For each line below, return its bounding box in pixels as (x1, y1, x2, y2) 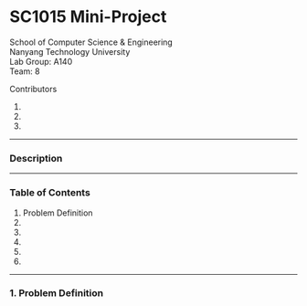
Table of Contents (9, 186, 91, 199)
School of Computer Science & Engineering (9, 37, 174, 47)
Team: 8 (9, 66, 40, 77)
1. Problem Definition (9, 287, 103, 300)
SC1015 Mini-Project (9, 6, 167, 27)
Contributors (9, 83, 58, 94)
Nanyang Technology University (9, 46, 131, 57)
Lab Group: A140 (9, 56, 73, 67)
